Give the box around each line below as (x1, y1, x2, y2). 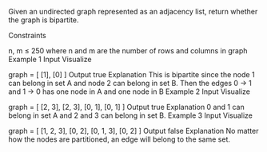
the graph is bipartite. (8, 15, 79, 25)
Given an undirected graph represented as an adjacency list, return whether (8, 7, 258, 16)
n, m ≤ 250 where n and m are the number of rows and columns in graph (8, 46, 248, 55)
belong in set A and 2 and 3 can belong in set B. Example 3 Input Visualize (8, 111, 253, 120)
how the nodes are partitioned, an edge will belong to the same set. (8, 134, 230, 144)
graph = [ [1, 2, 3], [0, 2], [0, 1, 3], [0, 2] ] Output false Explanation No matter (8, 127, 259, 135)
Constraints (8, 31, 46, 40)
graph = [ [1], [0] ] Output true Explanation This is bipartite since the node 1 (8, 70, 255, 79)
